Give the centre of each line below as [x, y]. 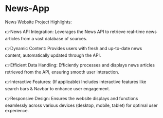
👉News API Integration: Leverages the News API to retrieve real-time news [81, 32]
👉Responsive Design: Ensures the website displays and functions [72, 98]
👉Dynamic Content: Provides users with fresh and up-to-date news [73, 48]
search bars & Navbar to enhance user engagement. [58, 88]
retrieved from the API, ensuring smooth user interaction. [62, 72]
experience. [17, 110]
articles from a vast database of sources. [46, 38]
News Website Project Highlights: [38, 22]
